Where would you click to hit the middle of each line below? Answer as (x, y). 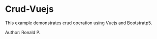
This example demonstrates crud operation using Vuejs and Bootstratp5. (79, 23)
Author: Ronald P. (23, 32)
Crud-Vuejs (30, 9)
